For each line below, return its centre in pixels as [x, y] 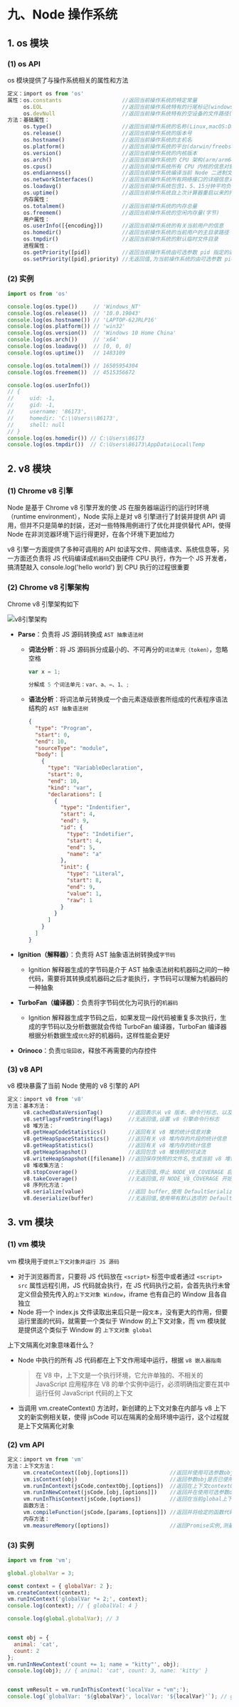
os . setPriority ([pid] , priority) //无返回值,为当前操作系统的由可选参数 [122, 259]
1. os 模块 [28, 43]
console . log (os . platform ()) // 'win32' [67, 327]
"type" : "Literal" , [95, 874]
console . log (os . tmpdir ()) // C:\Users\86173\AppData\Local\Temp [106, 445]
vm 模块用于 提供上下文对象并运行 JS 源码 [63, 1261]
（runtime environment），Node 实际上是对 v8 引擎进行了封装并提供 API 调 [116, 516]
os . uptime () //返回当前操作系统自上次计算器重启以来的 [126, 193]
